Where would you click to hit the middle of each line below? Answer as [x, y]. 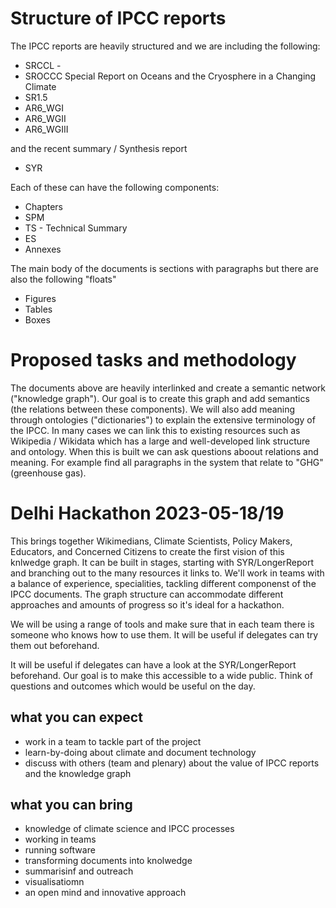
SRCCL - [43, 65]
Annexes [43, 249]
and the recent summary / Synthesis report [99, 148]
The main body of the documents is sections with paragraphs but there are [164, 268]
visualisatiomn [54, 882]
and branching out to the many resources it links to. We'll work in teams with [167, 573]
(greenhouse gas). [48, 473]
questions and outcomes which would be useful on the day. [133, 686]
